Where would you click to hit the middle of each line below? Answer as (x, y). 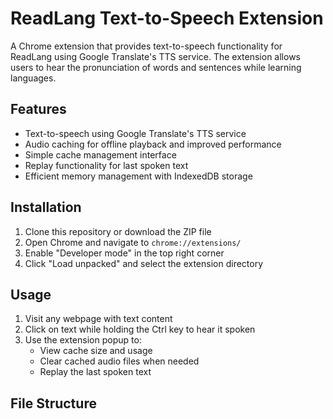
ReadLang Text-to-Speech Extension (167, 18)
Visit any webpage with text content (98, 319)
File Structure (53, 403)
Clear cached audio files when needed (119, 361)
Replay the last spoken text (95, 372)
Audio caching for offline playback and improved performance (153, 144)
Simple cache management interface (100, 154)
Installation (46, 207)
